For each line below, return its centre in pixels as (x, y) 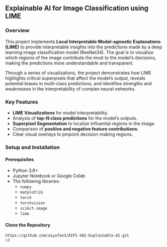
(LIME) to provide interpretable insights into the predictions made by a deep (84, 47)
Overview (17, 31)
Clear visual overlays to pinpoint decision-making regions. (73, 134)
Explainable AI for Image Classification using (77, 8)
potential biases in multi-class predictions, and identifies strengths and (78, 83)
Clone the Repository (28, 225)
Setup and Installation (33, 147)
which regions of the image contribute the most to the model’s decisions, (81, 57)
